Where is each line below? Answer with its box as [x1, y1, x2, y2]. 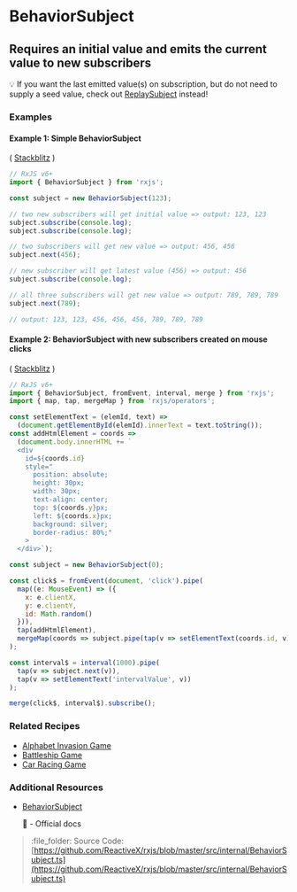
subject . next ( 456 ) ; [9, 251, 81, 260]
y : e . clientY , [25, 601, 77, 610]
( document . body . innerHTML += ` [17, 437, 133, 446]
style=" [25, 462, 53, 471]
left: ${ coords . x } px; [32, 511, 113, 520]
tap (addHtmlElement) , [17, 626, 97, 635]
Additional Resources [9, 781, 103, 794]
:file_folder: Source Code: [30, 835, 125, 846]
